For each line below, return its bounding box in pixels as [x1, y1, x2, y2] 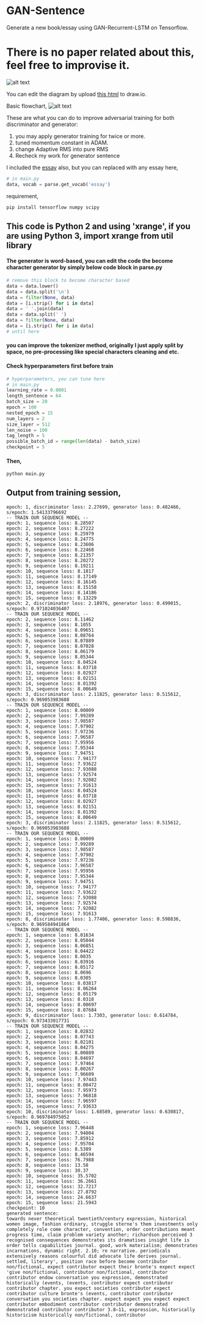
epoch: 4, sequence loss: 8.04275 [6, 1044, 95, 1051]
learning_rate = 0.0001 [6, 387, 67, 393]
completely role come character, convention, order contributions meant [6, 1226, 195, 1232]
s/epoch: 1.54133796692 [6, 509, 67, 516]
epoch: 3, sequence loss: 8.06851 [6, 942, 95, 949]
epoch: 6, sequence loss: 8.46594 [6, 1151, 95, 1158]
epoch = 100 [6, 404, 37, 410]
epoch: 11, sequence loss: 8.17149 [6, 573, 97, 580]
